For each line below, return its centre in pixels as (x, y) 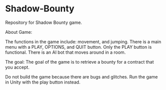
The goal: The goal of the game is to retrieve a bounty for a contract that (80, 62)
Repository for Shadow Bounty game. (44, 22)
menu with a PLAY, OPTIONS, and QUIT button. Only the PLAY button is (79, 47)
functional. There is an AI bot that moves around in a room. (66, 52)
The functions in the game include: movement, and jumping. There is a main (83, 42)
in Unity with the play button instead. (43, 82)
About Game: (19, 32)
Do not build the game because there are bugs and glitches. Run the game (82, 77)
